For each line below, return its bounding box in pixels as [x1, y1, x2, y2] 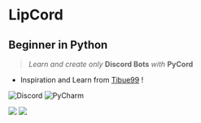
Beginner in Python [8, 38, 108, 52]
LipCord [8, 6, 63, 24]
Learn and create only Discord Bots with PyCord [28, 59, 194, 69]
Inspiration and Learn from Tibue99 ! [20, 75, 144, 84]
